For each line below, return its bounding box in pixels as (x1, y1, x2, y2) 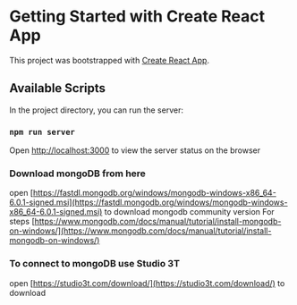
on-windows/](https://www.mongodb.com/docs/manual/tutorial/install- (9, 225, 272, 236)
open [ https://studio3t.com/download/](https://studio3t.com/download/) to (9, 277, 285, 288)
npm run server (9, 127, 76, 137)
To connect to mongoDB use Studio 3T (9, 258, 181, 270)
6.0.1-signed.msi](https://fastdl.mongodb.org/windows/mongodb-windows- (9, 197, 288, 208)
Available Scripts (9, 80, 106, 96)
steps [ (9, 216, 36, 227)
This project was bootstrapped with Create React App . (9, 55, 210, 65)
